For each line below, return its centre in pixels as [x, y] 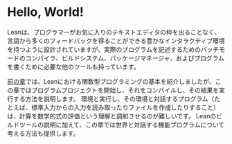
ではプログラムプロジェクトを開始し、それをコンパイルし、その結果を [119, 90]
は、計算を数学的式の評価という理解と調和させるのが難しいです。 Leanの [112, 116]
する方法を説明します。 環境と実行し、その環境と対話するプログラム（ [114, 98]
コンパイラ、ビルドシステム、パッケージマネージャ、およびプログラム [125, 58]
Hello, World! [46, 12]
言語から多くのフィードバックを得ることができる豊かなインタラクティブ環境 [116, 40]
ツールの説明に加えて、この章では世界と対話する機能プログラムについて [122, 125]
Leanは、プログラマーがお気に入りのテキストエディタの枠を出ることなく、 [114, 32]
